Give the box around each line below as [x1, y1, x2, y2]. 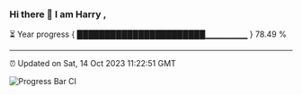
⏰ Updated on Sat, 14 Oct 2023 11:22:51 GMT [9, 58, 177, 69]
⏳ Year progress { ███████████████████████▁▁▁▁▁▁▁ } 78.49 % [9, 29, 288, 39]
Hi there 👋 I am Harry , [9, 8, 107, 21]
